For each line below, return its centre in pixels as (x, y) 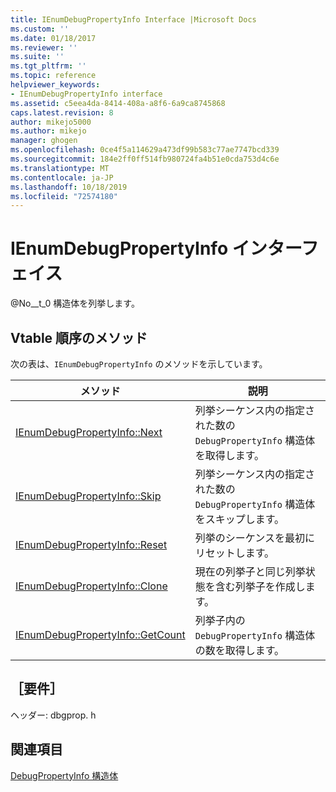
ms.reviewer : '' (44, 47)
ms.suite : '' (37, 57)
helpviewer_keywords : (55, 85)
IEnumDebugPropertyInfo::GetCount (100, 634)
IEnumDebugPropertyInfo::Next (89, 432)
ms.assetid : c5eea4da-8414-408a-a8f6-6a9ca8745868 (118, 103)
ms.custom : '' (40, 29)
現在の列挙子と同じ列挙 (250, 571)
